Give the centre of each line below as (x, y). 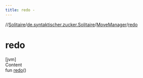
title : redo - (20, 10)
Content (14, 65)
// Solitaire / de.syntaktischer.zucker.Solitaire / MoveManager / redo (71, 24)
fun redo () (16, 70)
